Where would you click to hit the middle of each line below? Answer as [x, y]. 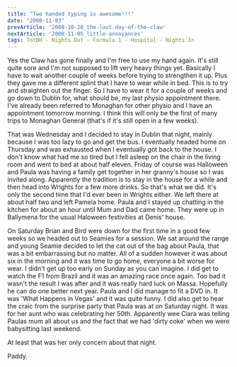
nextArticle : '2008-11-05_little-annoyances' [75, 34]
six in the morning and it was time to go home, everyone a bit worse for [111, 261]
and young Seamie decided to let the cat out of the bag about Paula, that [113, 246]
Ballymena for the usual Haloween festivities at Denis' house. [96, 218]
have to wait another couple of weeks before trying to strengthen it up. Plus [117, 76]
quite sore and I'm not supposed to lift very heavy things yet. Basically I [111, 68]
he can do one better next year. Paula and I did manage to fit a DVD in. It [112, 291]
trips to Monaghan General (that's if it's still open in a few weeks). [103, 120]
